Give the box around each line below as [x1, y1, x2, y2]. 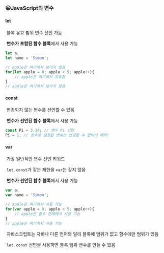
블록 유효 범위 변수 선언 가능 [6, 30, 63, 36]
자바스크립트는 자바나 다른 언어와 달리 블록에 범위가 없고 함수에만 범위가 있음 [6, 230, 159, 237]
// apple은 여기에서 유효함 [14, 74, 65, 79]
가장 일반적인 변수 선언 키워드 [6, 156, 65, 162]
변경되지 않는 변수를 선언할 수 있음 [6, 107, 75, 113]
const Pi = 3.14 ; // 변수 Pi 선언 [5, 128, 74, 133]
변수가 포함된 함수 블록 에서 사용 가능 [6, 40, 78, 47]
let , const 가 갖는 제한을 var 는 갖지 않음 [6, 166, 86, 173]
